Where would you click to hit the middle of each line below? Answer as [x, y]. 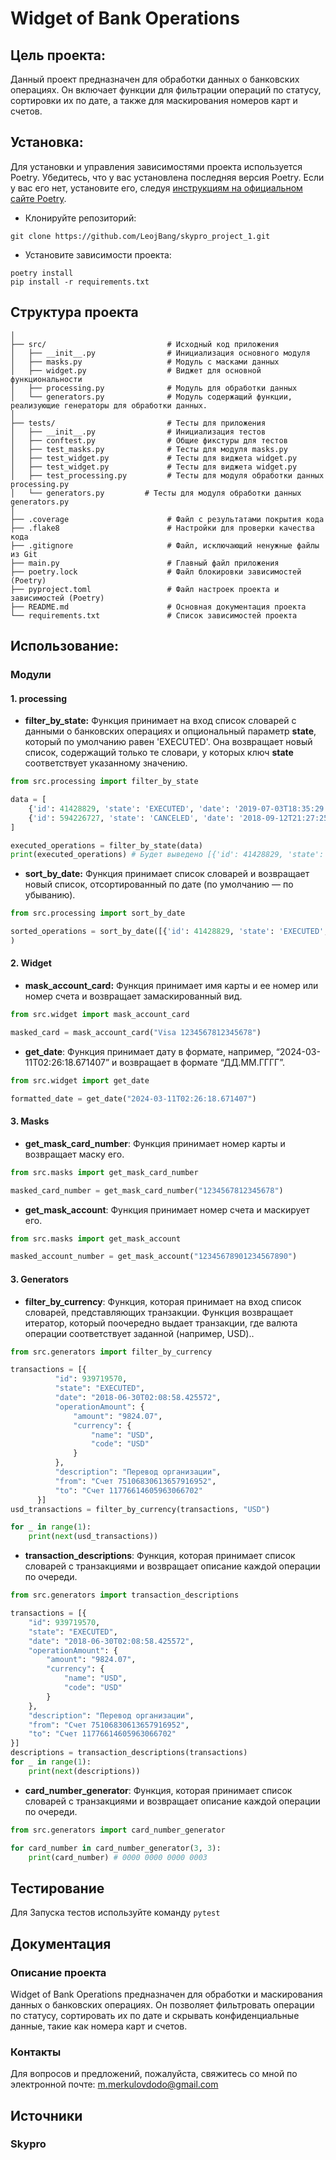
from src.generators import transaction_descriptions [125, 1595]
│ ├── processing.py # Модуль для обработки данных [154, 388]
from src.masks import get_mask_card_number [104, 1172]
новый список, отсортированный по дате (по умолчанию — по [159, 884]
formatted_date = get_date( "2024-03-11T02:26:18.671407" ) [133, 1098]
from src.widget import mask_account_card [100, 1015]
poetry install [42, 273]
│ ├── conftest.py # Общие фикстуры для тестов [149, 440]
